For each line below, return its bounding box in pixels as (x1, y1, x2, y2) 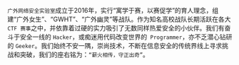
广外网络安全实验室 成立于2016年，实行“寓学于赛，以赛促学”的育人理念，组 (7, 6, 219, 14)
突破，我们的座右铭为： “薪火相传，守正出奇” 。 (19, 50, 150, 59)
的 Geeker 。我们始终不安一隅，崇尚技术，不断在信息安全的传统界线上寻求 (7, 42, 223, 49)
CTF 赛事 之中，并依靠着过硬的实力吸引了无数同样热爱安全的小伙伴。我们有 (7, 24, 225, 32)
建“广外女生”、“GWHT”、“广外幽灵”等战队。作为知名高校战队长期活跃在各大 (7, 15, 231, 23)
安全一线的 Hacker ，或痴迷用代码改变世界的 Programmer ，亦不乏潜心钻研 (19, 32, 233, 41)
